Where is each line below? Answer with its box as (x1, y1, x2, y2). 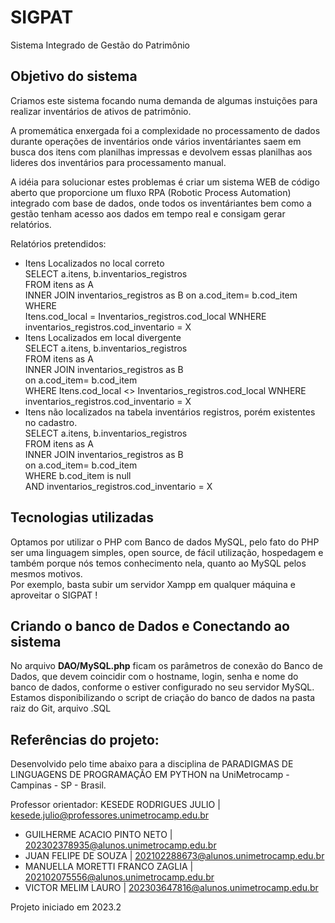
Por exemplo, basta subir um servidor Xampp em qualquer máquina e (10, 578, 296, 590)
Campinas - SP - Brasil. (10, 779, 107, 791)
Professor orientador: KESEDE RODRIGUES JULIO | (10, 799, 221, 811)
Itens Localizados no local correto (24, 257, 165, 269)
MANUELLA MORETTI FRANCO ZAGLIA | (24, 861, 194, 873)
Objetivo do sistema (10, 68, 138, 85)
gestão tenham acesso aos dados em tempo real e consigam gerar (10, 207, 286, 220)
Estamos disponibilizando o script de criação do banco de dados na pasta (10, 692, 316, 704)
